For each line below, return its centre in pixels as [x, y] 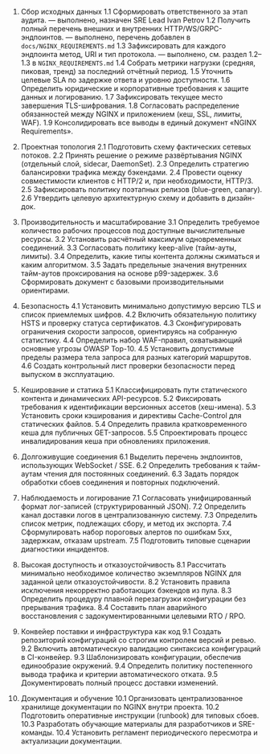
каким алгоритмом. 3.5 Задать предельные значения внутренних [134, 265]
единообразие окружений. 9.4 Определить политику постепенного [137, 666]
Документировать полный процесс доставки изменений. [119, 683]
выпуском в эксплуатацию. [67, 374]
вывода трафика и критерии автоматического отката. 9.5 [119, 674]
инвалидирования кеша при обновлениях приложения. [116, 441]
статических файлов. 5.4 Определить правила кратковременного [134, 424]
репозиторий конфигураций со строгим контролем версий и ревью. [138, 640]
